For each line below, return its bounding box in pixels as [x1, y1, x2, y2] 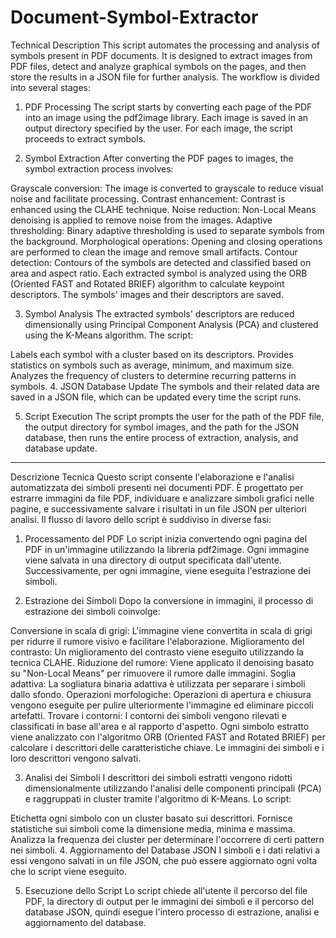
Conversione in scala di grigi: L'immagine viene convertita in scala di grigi [10, 624, 313, 636]
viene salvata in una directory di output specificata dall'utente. [24, 554, 282, 566]
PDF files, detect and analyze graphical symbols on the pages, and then [10, 60, 307, 72]
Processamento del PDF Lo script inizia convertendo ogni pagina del [24, 532, 308, 545]
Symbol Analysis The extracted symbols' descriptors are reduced [24, 307, 295, 320]
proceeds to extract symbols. [24, 132, 147, 145]
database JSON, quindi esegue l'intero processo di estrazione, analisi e [24, 906, 320, 918]
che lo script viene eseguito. [10, 865, 128, 877]
